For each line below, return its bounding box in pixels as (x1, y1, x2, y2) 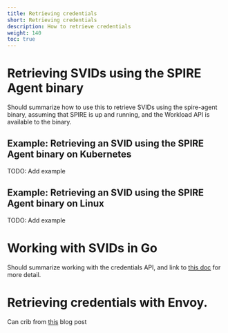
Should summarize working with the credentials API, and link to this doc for (7, 263, 221, 272)
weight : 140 (7, 29, 41, 37)
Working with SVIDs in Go (7, 240, 158, 256)
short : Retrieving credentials (7, 17, 97, 23)
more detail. (7, 270, 41, 278)
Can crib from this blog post (7, 317, 87, 325)
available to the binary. (7, 118, 72, 126)
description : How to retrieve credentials (7, 23, 131, 30)
